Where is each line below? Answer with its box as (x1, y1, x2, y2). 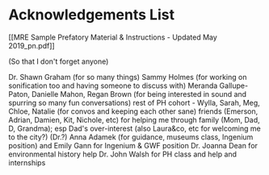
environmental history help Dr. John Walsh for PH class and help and (8, 149, 237, 159)
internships (8, 157, 46, 167)
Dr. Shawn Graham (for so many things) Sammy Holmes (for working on (8, 72, 247, 81)
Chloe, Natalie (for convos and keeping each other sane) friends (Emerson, (8, 106, 258, 116)
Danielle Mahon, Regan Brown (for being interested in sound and (31, 89, 247, 98)
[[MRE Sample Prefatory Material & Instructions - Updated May (8, 32, 218, 42)
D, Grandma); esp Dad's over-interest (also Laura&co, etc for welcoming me (8, 123, 261, 133)
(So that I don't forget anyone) (8, 56, 109, 66)
